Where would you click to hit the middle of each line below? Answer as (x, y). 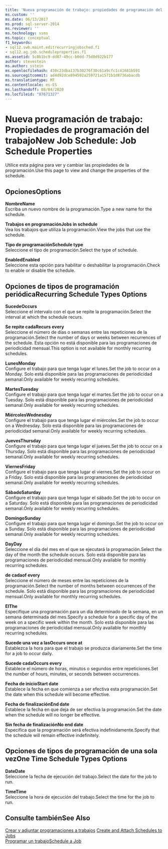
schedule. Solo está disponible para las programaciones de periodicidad (80, 591)
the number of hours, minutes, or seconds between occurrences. (73, 674)
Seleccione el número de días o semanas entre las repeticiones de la (76, 332)
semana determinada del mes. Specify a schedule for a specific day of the (81, 617)
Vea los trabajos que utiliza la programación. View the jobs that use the (78, 230)
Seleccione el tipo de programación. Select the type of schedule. (72, 250)
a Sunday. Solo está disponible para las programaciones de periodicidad (80, 529)
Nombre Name (20, 204)
